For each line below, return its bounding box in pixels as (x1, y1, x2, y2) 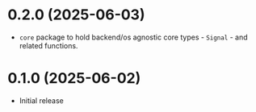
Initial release (19, 95, 64, 106)
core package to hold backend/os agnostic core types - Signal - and (19, 32, 248, 42)
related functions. (19, 40, 78, 50)
